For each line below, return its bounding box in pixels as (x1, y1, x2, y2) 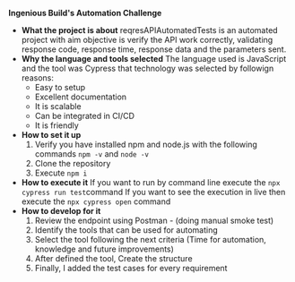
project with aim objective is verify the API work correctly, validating (21, 35, 273, 45)
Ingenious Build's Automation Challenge (8, 8, 162, 18)
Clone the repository (34, 158, 111, 168)
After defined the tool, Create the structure (34, 253, 194, 263)
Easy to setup (34, 82, 86, 92)
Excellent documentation (34, 91, 127, 102)
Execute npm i (34, 167, 88, 178)
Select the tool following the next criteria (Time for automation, (34, 235, 266, 244)
